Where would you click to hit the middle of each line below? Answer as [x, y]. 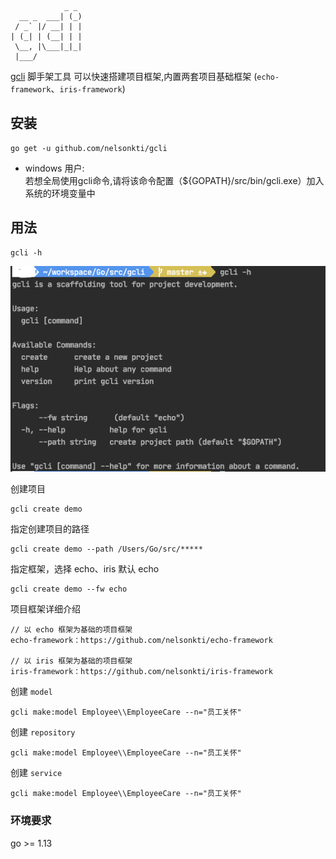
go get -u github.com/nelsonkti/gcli [89, 148]
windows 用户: [54, 168]
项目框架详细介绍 [45, 609]
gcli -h [26, 252]
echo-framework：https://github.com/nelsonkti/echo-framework [141, 641]
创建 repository [43, 732]
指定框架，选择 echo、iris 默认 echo [85, 569]
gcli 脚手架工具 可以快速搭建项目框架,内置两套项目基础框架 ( [134, 76]
